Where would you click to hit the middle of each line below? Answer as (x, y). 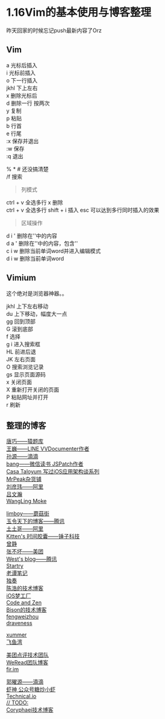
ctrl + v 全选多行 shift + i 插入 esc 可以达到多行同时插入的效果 (83, 210)
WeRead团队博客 (27, 663)
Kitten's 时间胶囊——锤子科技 (43, 537)
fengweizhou (23, 617)
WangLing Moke (27, 501)
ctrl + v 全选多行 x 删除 (35, 202)
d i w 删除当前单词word (35, 258)
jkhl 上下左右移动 (27, 306)
